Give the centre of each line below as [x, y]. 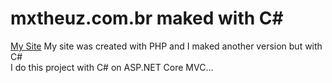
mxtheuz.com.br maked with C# [147, 18]
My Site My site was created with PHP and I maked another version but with [166, 46]
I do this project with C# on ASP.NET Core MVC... [112, 67]
